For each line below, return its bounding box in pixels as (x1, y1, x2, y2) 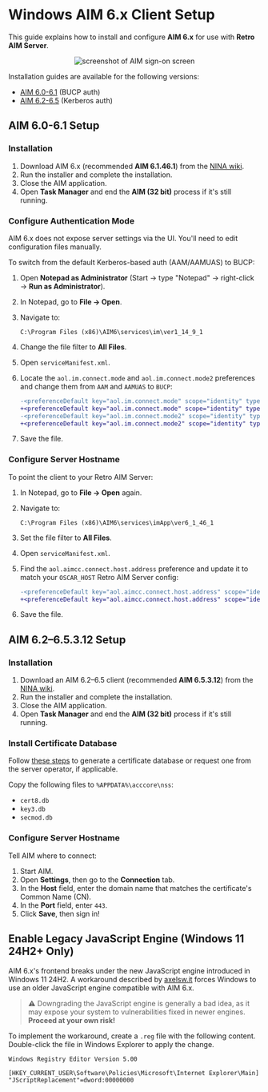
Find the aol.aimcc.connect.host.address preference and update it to (19, 563, 249, 574)
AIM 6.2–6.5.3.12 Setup (8, 633, 126, 647)
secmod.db (19, 814, 54, 822)
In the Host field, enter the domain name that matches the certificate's (19, 883, 252, 893)
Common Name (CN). (19, 892, 92, 901)
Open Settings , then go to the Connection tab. (19, 875, 175, 884)
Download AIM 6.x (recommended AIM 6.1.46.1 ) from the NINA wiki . (19, 161, 245, 171)
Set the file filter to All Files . (19, 533, 112, 542)
